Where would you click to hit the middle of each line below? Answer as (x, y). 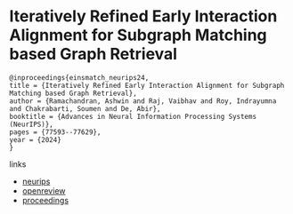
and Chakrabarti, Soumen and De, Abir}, (85, 108)
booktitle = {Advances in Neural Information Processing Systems (133, 116)
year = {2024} (36, 139)
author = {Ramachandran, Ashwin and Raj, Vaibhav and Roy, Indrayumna (143, 101)
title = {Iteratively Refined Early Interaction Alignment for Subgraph (147, 85)
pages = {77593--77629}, (55, 132)
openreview (44, 190)
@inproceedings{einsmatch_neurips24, (79, 77)
